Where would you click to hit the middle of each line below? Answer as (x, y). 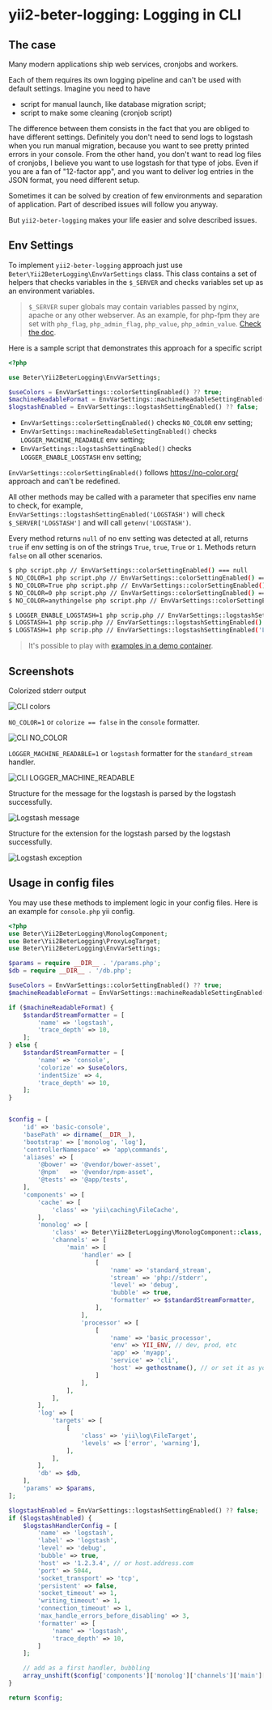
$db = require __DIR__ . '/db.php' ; (70, 971)
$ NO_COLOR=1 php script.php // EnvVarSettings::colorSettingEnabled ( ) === (139, 578)
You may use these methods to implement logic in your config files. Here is (133, 902)
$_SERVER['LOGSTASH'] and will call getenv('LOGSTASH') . (100, 523)
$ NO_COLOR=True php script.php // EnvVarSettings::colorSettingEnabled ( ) (137, 585)
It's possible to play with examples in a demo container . (121, 646)
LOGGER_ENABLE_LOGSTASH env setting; (81, 457)
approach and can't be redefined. (64, 481)
